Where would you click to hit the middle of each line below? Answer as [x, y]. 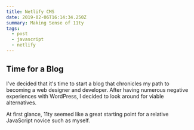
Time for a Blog [35, 69]
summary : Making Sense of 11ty [45, 23]
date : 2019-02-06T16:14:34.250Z [46, 17]
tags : [13, 28]
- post [20, 34]
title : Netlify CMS [30, 12]
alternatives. [21, 103]
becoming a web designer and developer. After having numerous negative [97, 89]
